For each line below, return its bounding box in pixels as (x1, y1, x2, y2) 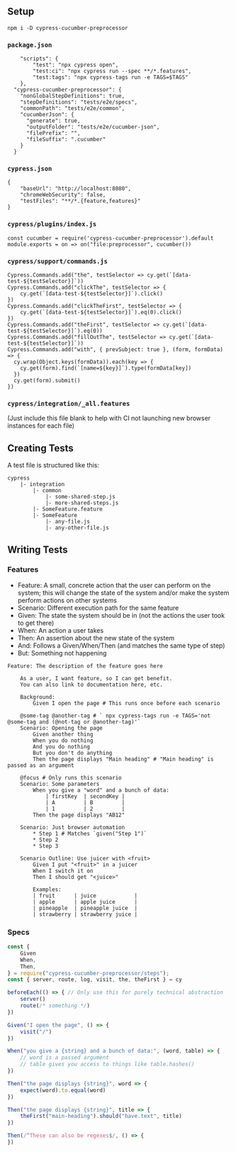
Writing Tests (7, 543, 69, 555)
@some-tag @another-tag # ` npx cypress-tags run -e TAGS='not (20, 712, 211, 719)
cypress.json (7, 165, 52, 173)
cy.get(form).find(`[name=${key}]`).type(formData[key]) (20, 365, 192, 372)
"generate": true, (26, 117, 81, 125)
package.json (7, 40, 52, 49)
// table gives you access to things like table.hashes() (20, 1060, 195, 1068)
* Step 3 (33, 842, 59, 850)
